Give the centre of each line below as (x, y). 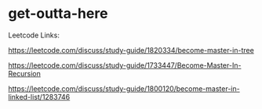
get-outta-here (58, 14)
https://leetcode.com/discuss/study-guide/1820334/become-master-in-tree (131, 50)
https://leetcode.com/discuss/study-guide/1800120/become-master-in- (124, 88)
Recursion (24, 73)
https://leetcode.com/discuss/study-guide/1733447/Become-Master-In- (125, 65)
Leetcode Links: (34, 35)
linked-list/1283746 (39, 97)
